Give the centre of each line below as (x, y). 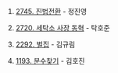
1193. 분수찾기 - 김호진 (50, 61)
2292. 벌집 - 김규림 (45, 44)
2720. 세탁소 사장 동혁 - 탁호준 (63, 28)
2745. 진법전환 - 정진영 (51, 11)
